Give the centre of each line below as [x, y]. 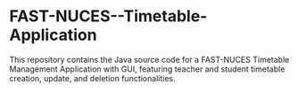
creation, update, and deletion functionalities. [92, 78]
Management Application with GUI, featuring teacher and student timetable [147, 69]
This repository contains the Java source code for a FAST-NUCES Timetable [149, 59]
